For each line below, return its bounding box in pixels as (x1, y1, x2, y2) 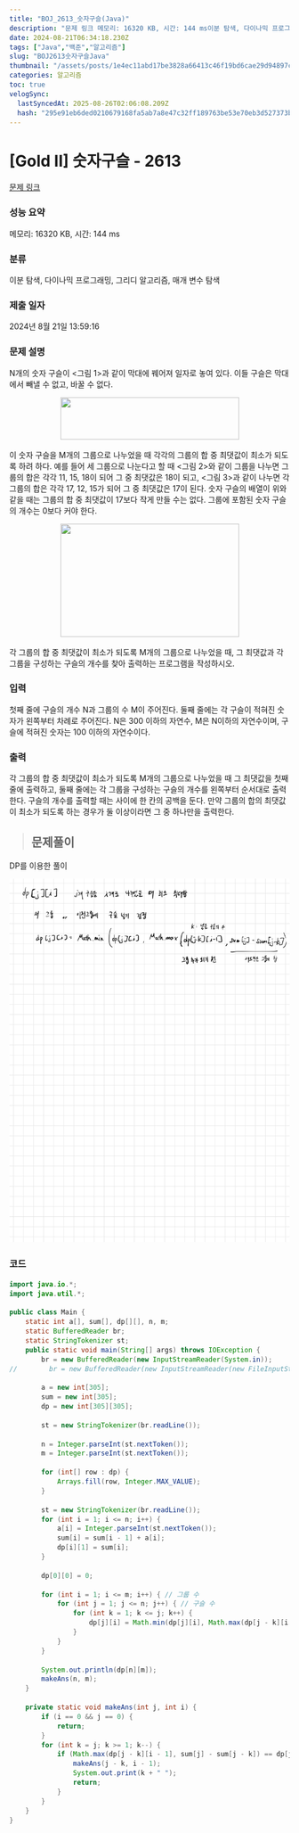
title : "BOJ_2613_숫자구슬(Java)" (9, 14, 130, 23)
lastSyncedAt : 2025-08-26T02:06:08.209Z (17, 99, 169, 108)
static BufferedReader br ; (25, 1327, 125, 1336)
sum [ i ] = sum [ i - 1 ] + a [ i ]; (56, 1533, 166, 1542)
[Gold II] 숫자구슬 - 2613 (9, 151, 182, 171)
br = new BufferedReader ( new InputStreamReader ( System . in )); (41, 1355, 273, 1364)
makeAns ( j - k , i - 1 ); (72, 1759, 162, 1769)
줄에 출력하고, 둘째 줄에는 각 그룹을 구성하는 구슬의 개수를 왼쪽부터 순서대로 (9, 785, 271, 795)
